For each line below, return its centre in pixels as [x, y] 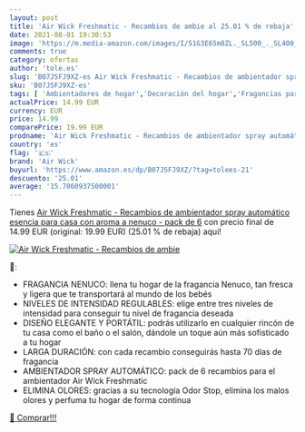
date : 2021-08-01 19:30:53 [60, 34]
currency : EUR [36, 111]
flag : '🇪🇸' [32, 152]
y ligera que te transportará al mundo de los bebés [117, 294]
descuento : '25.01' [46, 178]
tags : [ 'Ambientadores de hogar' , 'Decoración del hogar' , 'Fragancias [146, 93]
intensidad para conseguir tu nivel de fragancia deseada [128, 313]
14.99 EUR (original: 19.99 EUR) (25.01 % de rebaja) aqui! [116, 231]
